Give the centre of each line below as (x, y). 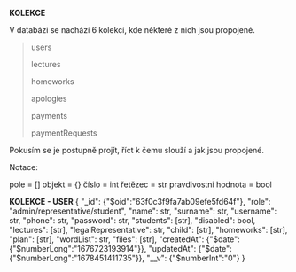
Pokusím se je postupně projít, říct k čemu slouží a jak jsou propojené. (136, 150)
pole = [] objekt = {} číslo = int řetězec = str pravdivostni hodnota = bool (141, 184)
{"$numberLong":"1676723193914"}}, (78, 249)
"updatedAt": (172, 249)
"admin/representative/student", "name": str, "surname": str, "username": (143, 211)
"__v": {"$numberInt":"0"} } (195, 258)
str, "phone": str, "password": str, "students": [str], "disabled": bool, (132, 220)
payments (49, 116)
